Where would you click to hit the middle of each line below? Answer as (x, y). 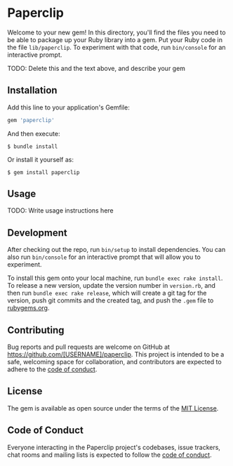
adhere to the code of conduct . (52, 369)
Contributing (36, 330)
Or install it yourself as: (40, 159)
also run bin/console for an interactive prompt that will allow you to (104, 257)
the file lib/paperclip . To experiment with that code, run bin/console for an (116, 47)
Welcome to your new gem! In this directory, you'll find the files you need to (116, 32)
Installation (32, 90)
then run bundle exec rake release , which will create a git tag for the (107, 293)
